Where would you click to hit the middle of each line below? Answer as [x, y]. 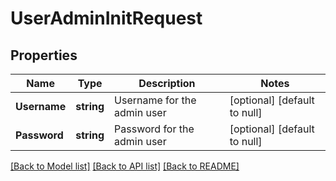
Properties [44, 55]
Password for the [154, 129]
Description [167, 83]
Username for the [155, 100]
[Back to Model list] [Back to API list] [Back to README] [125, 166]
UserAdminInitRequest [106, 18]
